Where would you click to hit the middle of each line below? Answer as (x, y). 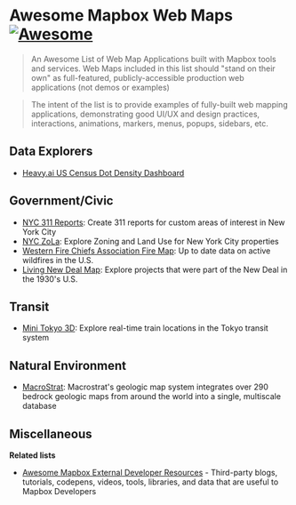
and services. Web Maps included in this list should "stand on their (153, 68)
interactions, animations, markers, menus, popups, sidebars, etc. (150, 123)
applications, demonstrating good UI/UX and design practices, (145, 114)
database (39, 406)
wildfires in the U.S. (58, 260)
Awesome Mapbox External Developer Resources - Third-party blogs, (150, 473)
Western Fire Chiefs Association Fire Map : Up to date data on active (146, 251)
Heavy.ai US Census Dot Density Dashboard (103, 172)
